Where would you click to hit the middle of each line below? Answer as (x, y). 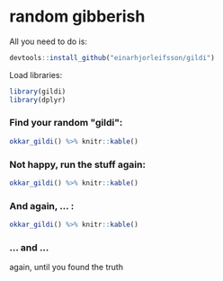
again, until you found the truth (67, 268)
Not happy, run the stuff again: (78, 164)
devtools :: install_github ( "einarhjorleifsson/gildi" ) (112, 57)
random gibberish (77, 17)
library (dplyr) (38, 100)
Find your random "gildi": (66, 123)
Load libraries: (36, 75)
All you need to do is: (49, 41)
